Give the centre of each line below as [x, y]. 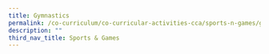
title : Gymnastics [39, 15]
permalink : [26, 23]
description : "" [35, 30]
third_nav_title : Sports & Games [64, 38]
